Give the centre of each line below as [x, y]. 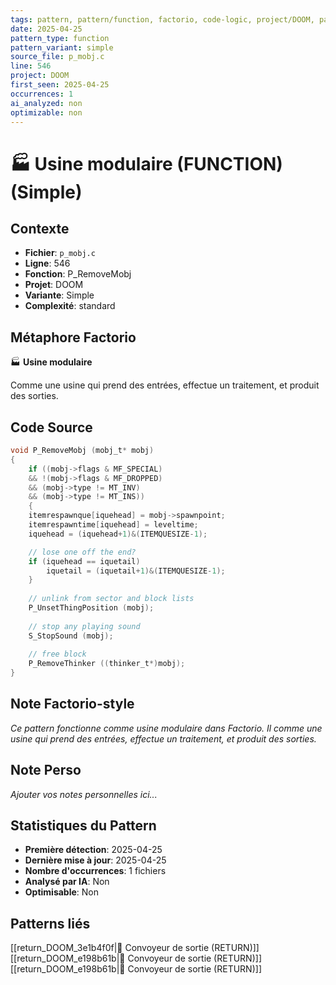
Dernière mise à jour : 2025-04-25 [95, 860]
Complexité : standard [70, 306]
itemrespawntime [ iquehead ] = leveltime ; [113, 525]
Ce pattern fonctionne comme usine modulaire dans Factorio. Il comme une [166, 728]
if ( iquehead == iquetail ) [84, 561]
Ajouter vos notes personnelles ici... [84, 794]
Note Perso [46, 770]
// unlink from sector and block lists [111, 599]
